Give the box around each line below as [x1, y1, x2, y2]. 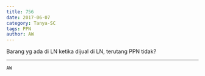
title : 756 [6, 8, 34, 15]
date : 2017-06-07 [6, 14, 51, 21]
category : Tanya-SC [6, 20, 56, 26]
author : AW [6, 31, 34, 37]
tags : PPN [6, 25, 32, 32]
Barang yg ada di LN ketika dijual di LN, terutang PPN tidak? [6, 48, 157, 55]
